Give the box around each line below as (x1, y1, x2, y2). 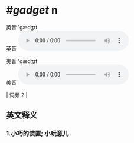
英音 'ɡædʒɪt (6, 24, 38, 31)
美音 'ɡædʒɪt (6, 57, 38, 65)
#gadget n (6, 4, 58, 17)
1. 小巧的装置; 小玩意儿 (6, 129, 69, 138)
